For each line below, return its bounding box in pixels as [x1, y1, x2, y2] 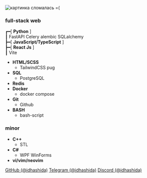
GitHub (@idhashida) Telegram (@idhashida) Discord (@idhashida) [5, 167, 142, 173]
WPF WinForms [19, 152, 52, 158]
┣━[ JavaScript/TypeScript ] [5, 39, 64, 45]
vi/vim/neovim [12, 157, 44, 163]
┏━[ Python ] [5, 28, 31, 34]
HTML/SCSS [12, 59, 39, 65]
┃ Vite [5, 50, 17, 56]
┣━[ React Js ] [5, 44, 35, 50]
